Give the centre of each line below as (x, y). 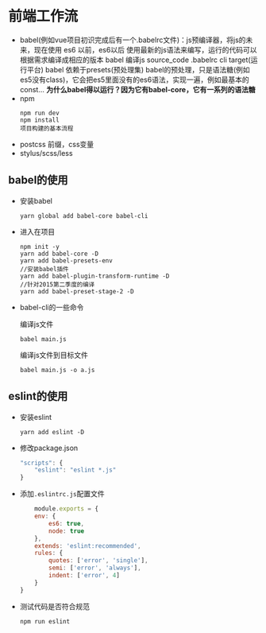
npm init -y (39, 247)
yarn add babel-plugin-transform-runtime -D (94, 276)
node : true (67, 531)
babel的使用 (39, 180)
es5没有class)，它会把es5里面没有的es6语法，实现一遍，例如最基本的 (134, 80)
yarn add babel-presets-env (66, 260)
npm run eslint (45, 621)
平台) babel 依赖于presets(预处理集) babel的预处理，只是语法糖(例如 (138, 69)
